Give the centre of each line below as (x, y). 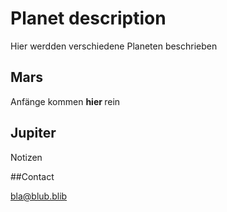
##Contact (32, 176)
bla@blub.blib (39, 196)
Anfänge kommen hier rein (65, 101)
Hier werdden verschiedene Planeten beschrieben (114, 46)
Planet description (88, 18)
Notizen (26, 157)
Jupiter (33, 133)
